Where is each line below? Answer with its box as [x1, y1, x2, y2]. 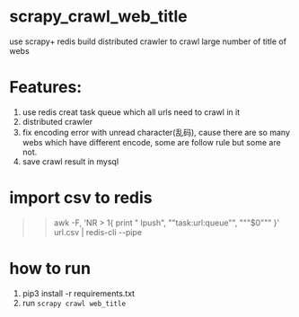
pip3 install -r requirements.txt [22, 287, 136, 298]
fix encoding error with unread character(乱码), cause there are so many [22, 127, 290, 137]
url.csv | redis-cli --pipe [53, 226, 142, 237]
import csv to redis [9, 188, 153, 208]
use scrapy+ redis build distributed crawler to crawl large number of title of [9, 36, 287, 47]
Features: [9, 77, 83, 98]
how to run [9, 259, 92, 278]
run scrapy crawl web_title [22, 297, 127, 308]
